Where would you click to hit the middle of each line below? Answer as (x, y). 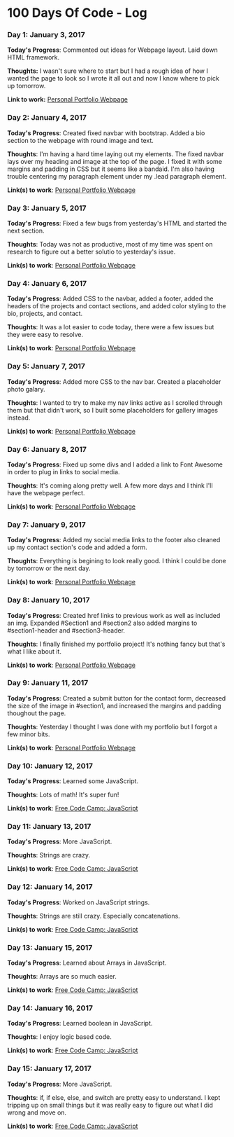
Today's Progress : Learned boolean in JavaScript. (80, 1024)
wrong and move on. (37, 1112)
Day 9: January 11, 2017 (48, 683)
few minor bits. (29, 734)
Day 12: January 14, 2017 (50, 887)
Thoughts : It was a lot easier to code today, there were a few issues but (111, 327)
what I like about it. (34, 651)
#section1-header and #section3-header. (66, 630)
